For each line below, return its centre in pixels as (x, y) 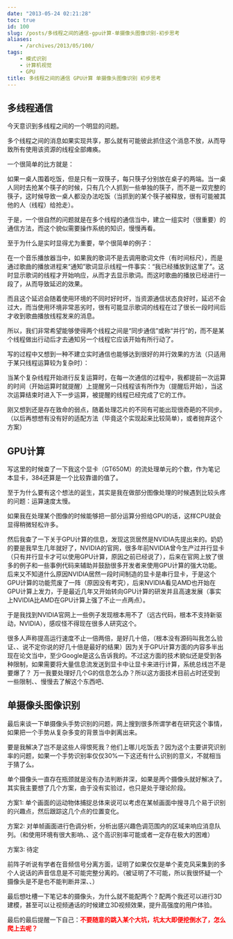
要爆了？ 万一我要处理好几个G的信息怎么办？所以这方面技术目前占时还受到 (114, 673)
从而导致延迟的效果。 (56, 284)
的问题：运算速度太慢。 (41, 501)
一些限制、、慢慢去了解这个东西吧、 (57, 682)
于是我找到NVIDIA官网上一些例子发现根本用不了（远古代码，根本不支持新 (112, 615)
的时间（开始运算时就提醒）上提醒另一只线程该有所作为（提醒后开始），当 (112, 387)
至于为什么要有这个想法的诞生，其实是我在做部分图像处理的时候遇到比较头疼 (116, 492)
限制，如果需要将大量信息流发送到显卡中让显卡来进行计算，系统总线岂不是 (119, 664)
